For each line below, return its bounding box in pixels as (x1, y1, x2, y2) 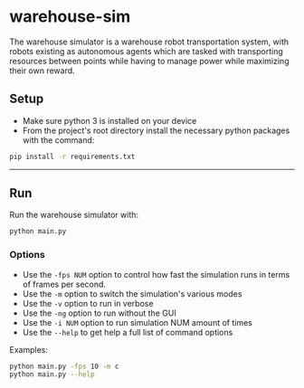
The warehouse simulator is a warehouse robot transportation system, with (9, 36, 290, 47)
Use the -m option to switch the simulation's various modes (22, 288, 242, 299)
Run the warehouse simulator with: (9, 210, 138, 221)
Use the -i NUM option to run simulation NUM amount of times (22, 317, 253, 327)
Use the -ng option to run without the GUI (22, 308, 176, 318)
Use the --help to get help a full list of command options (22, 326, 233, 337)
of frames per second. (22, 279, 107, 289)
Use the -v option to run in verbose (22, 298, 154, 308)
